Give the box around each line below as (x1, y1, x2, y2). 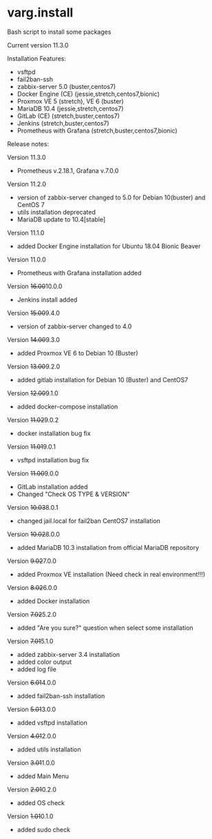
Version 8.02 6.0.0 (7, 583, 58, 591)
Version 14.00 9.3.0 (7, 335, 61, 344)
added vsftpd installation (17, 718, 87, 727)
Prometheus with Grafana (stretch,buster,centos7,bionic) (17, 126, 178, 135)
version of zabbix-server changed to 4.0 (17, 322, 132, 330)
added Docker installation (17, 597, 90, 605)
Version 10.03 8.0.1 (7, 503, 59, 511)
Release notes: (7, 139, 50, 148)
